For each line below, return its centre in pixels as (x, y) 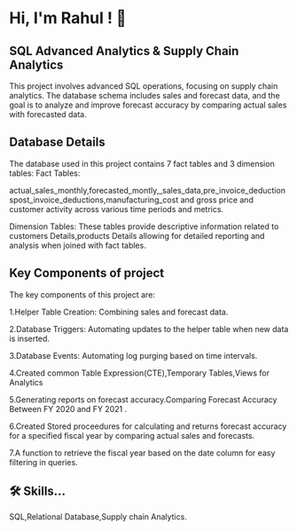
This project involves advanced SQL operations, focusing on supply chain (144, 86)
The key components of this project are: (82, 294)
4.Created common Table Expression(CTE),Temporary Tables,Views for (140, 373)
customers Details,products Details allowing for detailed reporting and (137, 235)
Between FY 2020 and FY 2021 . (68, 408)
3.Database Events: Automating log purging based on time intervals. (133, 355)
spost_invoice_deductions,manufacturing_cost (94, 200)
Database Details (58, 143)
